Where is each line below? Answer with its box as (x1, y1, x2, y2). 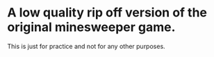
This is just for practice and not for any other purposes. (7, 42, 165, 50)
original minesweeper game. (7, 19, 176, 35)
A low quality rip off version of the (7, 5, 207, 21)
